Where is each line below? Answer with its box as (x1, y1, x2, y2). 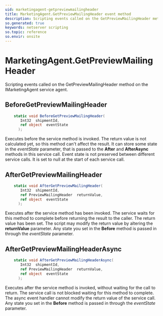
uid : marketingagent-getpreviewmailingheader (5, 7, 98, 12)
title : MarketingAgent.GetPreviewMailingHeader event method (5, 12, 131, 17)
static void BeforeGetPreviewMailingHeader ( (14, 114, 105, 118)
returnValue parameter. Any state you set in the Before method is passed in (5, 226, 157, 232)
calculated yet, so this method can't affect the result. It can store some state (5, 141, 158, 147)
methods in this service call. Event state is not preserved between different (5, 151, 155, 157)
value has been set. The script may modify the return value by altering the (5, 220, 153, 226)
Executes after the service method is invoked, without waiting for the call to (5, 284, 156, 290)
